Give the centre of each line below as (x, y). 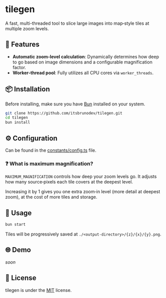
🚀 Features (22, 45)
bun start (16, 225)
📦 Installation (28, 89)
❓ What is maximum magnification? (49, 163)
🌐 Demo (18, 250)
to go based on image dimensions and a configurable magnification (82, 62)
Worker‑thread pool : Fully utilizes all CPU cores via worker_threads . (83, 73)
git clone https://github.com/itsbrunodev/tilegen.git (64, 113)
